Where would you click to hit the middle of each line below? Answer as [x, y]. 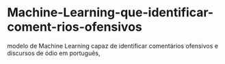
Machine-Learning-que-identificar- [110, 13]
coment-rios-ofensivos [75, 27]
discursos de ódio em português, [54, 53]
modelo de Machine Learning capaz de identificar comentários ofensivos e [113, 46]
